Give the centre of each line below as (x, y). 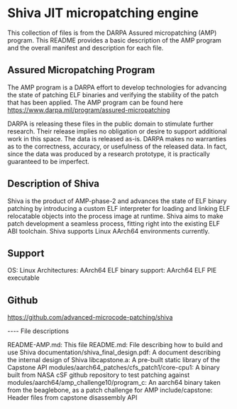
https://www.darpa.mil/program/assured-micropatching (89, 110)
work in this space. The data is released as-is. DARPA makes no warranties (117, 138)
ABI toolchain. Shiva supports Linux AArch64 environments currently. (109, 231)
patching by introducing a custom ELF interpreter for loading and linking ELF (119, 208)
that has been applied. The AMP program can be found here (95, 102)
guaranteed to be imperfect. (49, 161)
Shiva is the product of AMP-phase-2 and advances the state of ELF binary (117, 201)
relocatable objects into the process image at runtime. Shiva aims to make (115, 216)
